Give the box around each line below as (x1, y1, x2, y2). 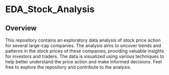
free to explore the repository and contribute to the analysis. (5, 64, 131, 70)
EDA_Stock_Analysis (5, 4, 95, 15)
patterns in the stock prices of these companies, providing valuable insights (5, 48, 164, 54)
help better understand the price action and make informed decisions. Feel (5, 59, 162, 64)
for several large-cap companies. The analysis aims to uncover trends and (5, 43, 161, 49)
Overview (5, 24, 37, 32)
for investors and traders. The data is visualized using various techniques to (5, 53, 164, 59)
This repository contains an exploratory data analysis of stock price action (5, 37, 161, 43)
